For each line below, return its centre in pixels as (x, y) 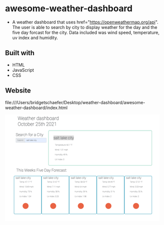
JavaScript (23, 70)
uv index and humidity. (35, 38)
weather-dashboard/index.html (36, 108)
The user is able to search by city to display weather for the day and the (85, 27)
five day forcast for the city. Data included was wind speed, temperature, (86, 32)
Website (18, 91)
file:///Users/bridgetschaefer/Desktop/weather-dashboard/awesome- (75, 102)
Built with (20, 53)
